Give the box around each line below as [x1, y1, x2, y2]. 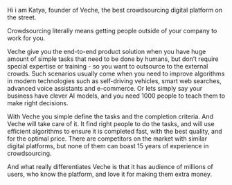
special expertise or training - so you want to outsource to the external [7, 62, 208, 70]
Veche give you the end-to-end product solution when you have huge [7, 48, 206, 55]
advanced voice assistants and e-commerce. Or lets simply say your [7, 85, 203, 92]
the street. [7, 13, 37, 21]
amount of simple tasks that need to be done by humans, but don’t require [7, 55, 220, 63]
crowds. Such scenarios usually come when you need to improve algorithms [7, 69, 225, 78]
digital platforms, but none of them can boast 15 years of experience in [7, 142, 209, 150]
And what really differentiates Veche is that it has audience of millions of [7, 163, 213, 170]
